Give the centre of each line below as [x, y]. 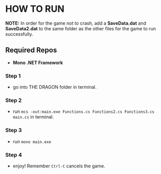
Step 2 [14, 100]
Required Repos [31, 50]
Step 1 [13, 76]
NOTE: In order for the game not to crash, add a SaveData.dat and [76, 23]
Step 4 [14, 154]
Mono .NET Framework [38, 63]
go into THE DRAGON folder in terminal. [55, 87]
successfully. [19, 34]
